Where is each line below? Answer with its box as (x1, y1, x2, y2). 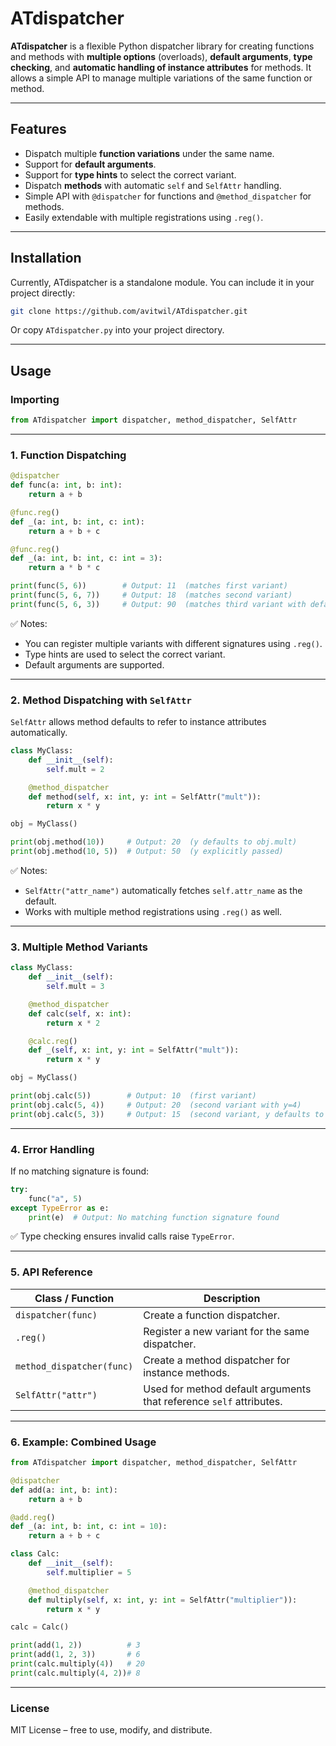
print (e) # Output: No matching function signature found (28, 1212, 280, 1222)
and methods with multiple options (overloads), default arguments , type (10, 50, 313, 62)
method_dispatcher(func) (15, 1360, 134, 1372)
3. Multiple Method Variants (10, 940, 148, 954)
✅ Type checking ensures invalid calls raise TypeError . (10, 1230, 235, 1242)
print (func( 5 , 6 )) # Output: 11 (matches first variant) (10, 581, 288, 591)
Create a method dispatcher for (143, 1353, 291, 1367)
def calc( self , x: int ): (28, 1008, 132, 1019)
